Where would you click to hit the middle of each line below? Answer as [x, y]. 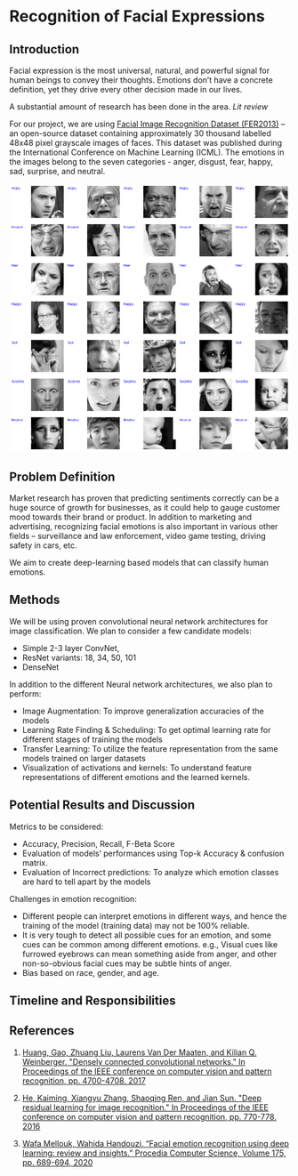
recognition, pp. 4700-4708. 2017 [84, 1080]
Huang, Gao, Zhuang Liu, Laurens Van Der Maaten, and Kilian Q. [139, 1052]
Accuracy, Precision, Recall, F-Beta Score [98, 843]
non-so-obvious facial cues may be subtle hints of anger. [127, 963]
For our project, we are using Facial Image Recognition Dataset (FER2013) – [147, 124]
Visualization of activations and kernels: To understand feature [137, 768]
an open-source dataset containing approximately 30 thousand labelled [140, 133]
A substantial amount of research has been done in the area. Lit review [139, 107]
